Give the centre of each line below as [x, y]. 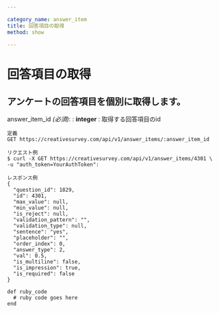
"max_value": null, [41, 202]
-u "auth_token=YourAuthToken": [53, 165]
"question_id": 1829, [44, 190]
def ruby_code [27, 292]
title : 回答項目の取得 [36, 26]
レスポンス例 [23, 178]
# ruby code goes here [46, 298]
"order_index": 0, [40, 244]
